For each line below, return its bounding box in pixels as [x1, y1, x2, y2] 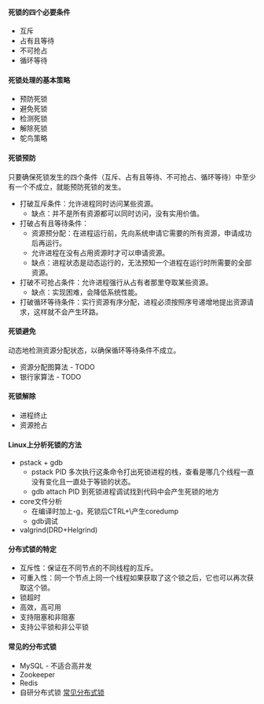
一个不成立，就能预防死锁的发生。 [14, 182, 126, 191]
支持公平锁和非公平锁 [19, 622, 89, 632]
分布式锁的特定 [8, 544, 57, 554]
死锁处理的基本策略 [8, 75, 71, 84]
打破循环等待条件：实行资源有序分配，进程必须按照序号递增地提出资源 [19, 297, 247, 306]
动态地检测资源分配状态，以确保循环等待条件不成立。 [8, 345, 181, 354]
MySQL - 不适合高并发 [19, 661, 93, 670]
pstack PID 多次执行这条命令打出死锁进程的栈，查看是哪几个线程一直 [31, 467, 255, 476]
